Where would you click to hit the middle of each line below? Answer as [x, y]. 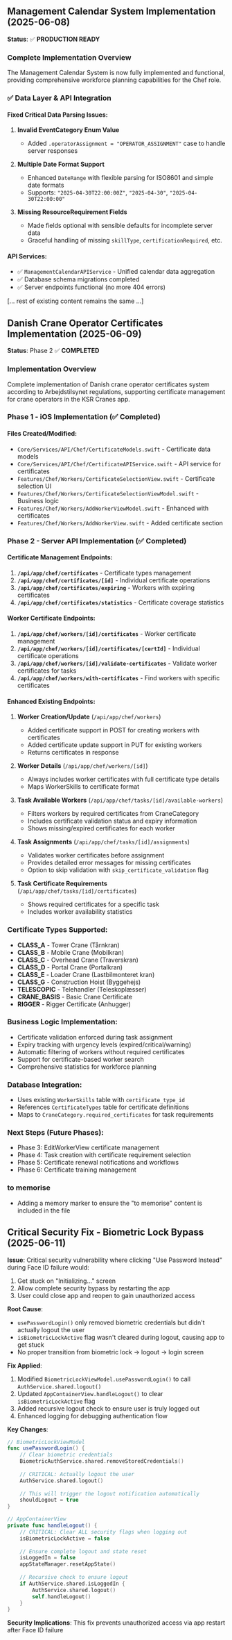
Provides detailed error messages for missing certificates [109, 863]
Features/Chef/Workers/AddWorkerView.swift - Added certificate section [120, 523]
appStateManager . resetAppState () [68, 1564]
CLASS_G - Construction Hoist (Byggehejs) [79, 982]
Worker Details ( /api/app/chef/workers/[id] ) [82, 766]
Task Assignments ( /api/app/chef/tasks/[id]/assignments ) [104, 842]
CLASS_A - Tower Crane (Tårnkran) [68, 945]
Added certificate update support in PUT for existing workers [115, 745]
